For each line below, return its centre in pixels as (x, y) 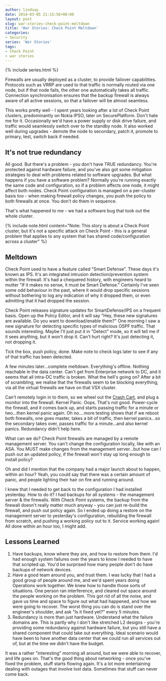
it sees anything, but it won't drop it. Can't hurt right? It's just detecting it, (80, 337)
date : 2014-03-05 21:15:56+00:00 (40, 14)
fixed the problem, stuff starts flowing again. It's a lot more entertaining (78, 664)
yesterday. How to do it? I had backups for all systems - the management (80, 495)
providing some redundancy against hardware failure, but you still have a (86, 627)
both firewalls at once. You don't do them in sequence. (61, 201)
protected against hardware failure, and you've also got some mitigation (79, 170)
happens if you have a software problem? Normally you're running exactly (81, 180)
